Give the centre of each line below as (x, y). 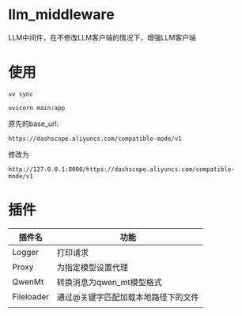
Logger (26, 252)
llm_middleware (61, 15)
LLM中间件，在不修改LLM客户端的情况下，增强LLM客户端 (102, 37)
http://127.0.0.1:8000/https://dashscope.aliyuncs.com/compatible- (122, 169)
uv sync (21, 94)
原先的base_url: (34, 124)
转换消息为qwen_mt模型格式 (109, 282)
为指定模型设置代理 (93, 267)
